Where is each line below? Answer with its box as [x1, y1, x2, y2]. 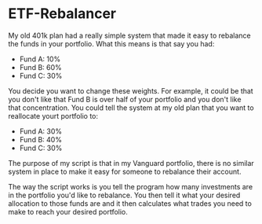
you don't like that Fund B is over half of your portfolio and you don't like [8, 94, 242, 104]
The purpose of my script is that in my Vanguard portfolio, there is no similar [8, 158, 255, 167]
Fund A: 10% [19, 54, 61, 64]
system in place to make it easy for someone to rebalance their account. [8, 167, 242, 176]
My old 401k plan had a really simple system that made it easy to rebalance [8, 31, 251, 40]
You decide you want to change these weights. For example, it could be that [8, 86, 253, 95]
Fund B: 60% [19, 62, 63, 72]
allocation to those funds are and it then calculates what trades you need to [8, 198, 253, 208]
